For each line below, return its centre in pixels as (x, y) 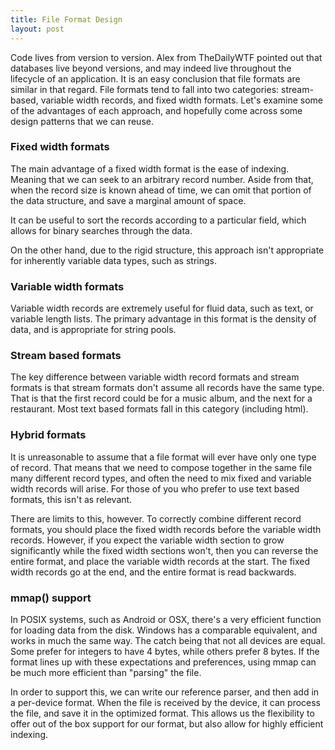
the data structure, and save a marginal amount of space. (128, 200)
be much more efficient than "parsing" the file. (106, 672)
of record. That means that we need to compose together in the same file (161, 467)
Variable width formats (67, 286)
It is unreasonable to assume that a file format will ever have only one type (163, 457)
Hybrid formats (48, 435)
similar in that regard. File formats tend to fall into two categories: (145, 89)
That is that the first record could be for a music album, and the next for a (161, 398)
